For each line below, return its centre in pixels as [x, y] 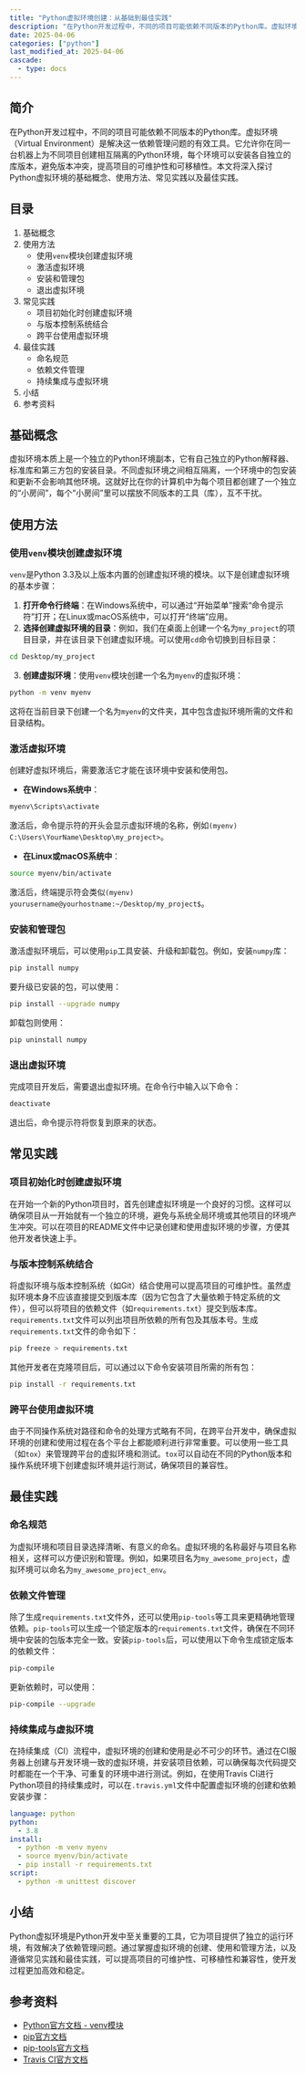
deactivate [30, 1104]
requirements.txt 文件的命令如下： [74, 1331]
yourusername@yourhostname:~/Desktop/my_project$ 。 [109, 903]
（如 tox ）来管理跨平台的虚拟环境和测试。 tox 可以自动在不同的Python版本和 [151, 1453]
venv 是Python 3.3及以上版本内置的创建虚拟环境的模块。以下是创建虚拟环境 [149, 574]
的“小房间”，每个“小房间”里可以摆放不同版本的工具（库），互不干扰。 [138, 493]
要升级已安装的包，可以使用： [65, 986]
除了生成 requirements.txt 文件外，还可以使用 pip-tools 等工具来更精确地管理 [152, 1617]
